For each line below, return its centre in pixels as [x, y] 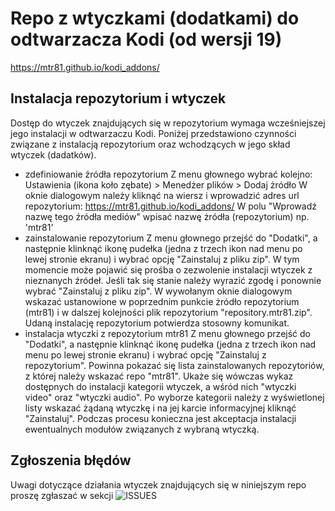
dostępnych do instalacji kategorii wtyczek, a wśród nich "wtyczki [160, 386]
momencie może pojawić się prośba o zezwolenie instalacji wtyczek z [168, 269]
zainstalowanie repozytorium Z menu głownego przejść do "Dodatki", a [171, 238]
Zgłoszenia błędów [71, 460]
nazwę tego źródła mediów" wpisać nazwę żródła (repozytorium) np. [167, 216]
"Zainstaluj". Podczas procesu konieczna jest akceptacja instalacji [160, 418]
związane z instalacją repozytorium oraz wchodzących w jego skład [150, 144]
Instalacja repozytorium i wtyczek [118, 98]
